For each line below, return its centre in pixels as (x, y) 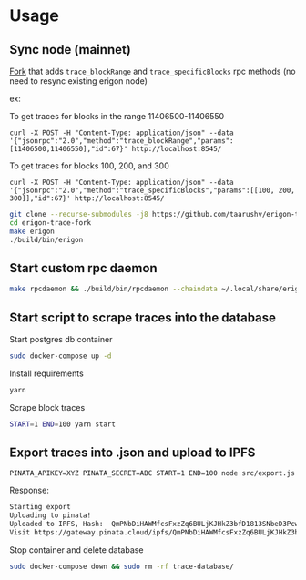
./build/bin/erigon (46, 239)
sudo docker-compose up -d (61, 356)
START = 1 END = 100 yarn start (63, 424)
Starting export (40, 507)
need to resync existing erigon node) (79, 81)
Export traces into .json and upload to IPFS (133, 453)
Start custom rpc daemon (83, 268)
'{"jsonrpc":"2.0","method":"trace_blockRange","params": (122, 141)
